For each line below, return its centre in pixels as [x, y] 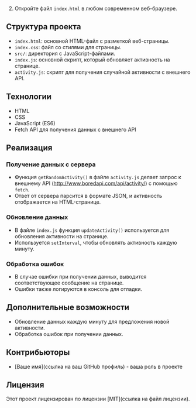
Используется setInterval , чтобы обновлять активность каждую [96, 242]
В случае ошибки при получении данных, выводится [80, 276]
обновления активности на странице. [61, 236]
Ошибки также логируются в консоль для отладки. [78, 289]
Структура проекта [44, 27]
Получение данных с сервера [51, 164]
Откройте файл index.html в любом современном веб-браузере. [96, 8]
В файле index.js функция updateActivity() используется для [92, 230]
